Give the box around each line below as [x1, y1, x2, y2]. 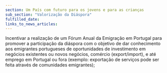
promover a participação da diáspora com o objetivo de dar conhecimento [5, 41, 161, 47]
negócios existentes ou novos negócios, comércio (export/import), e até [5, 51, 156, 57]
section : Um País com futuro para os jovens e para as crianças [5, 7, 144, 13]
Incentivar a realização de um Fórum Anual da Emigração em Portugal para [5, 35, 162, 41]
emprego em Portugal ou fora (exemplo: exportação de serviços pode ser [5, 56, 159, 63]
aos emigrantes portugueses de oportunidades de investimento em [5, 46, 146, 52]
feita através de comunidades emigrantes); [5, 62, 95, 68]
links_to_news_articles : [5, 21, 58, 27]
